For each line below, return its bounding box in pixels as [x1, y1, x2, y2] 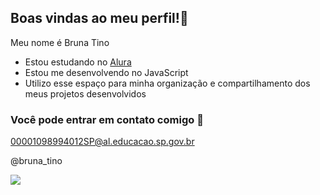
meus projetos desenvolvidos [24, 87, 147, 100]
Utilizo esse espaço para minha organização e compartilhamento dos [24, 77, 311, 89]
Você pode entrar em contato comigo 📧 [10, 112, 204, 126]
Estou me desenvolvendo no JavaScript [24, 66, 189, 78]
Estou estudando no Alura [24, 56, 132, 68]
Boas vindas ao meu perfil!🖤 [10, 10, 189, 27]
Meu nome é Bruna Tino [10, 36, 110, 48]
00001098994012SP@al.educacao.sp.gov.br [10, 136, 195, 148]
